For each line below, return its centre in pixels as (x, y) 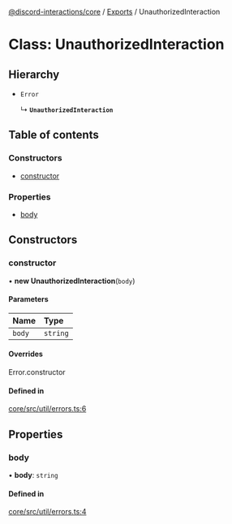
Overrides (26, 354)
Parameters (28, 299)
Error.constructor (37, 372)
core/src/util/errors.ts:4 (47, 512)
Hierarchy (34, 74)
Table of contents (54, 135)
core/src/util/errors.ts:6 (47, 409)
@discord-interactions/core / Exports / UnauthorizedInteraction (114, 12)
